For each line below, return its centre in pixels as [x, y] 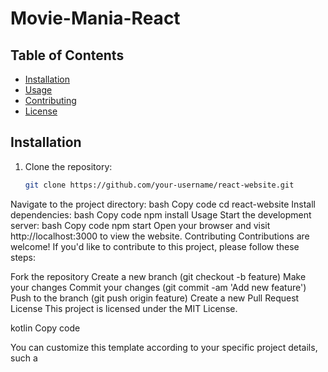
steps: [23, 257]
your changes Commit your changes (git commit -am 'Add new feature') [158, 287]
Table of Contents [67, 55]
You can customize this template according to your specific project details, [164, 347]
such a [24, 358]
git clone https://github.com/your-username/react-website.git [159, 185]
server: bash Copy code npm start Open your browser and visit [140, 225]
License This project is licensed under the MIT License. [124, 308]
